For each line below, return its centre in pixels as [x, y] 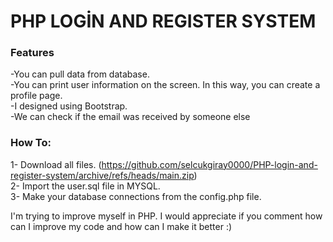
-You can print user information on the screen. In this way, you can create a [165, 85]
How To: [31, 143]
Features [32, 53]
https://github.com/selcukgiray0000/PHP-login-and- [209, 164]
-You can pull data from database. [80, 74]
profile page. [36, 96]
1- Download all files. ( [56, 164]
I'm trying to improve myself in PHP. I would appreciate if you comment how [166, 216]
